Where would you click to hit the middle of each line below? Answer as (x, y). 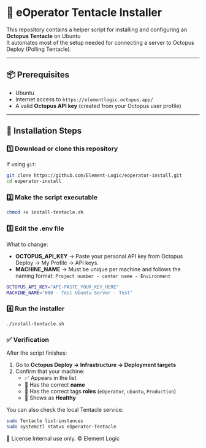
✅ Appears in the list (50, 377)
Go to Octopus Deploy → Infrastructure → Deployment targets (96, 365)
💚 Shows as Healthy (50, 398)
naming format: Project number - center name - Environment (93, 276)
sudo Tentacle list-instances (45, 421)
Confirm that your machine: (50, 371)
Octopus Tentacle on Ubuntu (44, 36)
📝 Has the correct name (55, 384)
